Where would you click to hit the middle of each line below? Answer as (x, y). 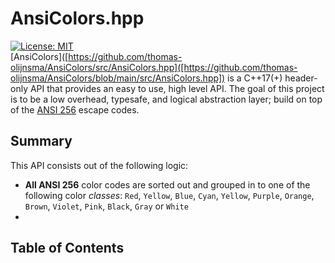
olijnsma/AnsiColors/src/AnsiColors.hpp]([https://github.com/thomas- (154, 67)
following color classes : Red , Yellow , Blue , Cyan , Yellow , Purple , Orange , (169, 195)
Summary (41, 141)
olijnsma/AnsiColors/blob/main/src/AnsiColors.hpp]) (118, 78)
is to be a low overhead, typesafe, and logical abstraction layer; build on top (166, 99)
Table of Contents (67, 248)
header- (301, 78)
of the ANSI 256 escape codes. (75, 109)
